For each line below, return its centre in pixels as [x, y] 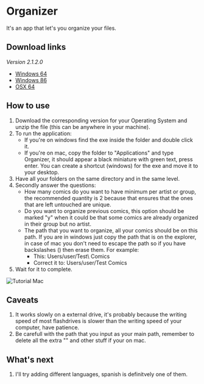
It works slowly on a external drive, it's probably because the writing [101, 315]
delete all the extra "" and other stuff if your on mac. [80, 340]
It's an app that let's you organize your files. [62, 28]
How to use [28, 106]
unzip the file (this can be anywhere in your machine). [83, 127]
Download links [36, 47]
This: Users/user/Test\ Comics [72, 256]
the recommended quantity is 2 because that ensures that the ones [108, 198]
